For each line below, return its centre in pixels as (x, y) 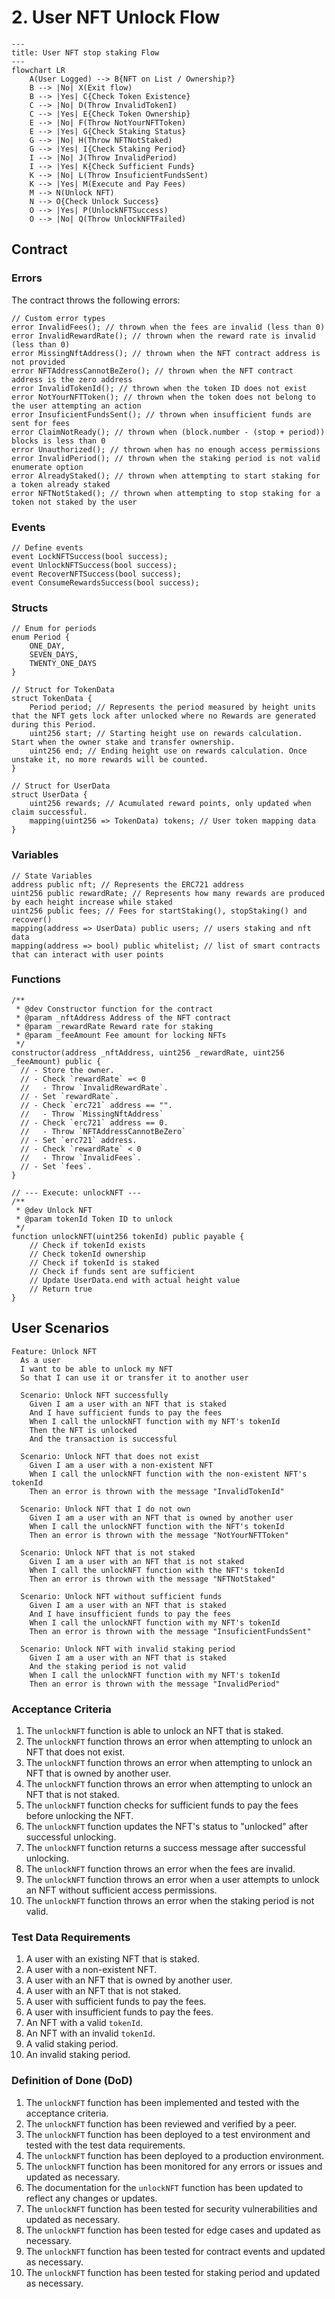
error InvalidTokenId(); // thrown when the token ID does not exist (159, 388)
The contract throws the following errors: (96, 300)
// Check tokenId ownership (87, 1254)
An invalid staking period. (78, 2055)
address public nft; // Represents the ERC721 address (128, 884)
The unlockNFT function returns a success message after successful (165, 1847)
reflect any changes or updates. (91, 2198)
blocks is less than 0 (58, 441)
